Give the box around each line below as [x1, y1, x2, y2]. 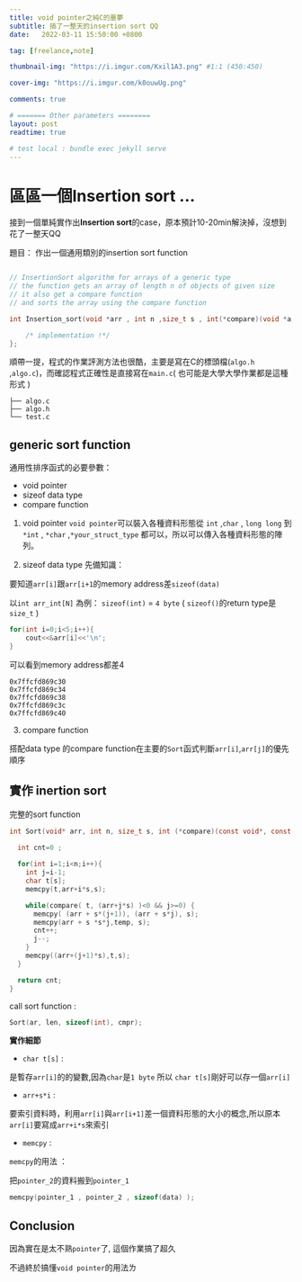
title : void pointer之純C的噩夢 [9, 13, 124, 22]
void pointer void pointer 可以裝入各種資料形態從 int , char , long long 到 [22, 518, 292, 529]
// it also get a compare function [9, 290, 143, 300]
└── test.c [9, 413, 50, 422]
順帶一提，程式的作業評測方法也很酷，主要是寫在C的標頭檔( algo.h [9, 356, 255, 367]
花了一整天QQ [9, 229, 61, 239]
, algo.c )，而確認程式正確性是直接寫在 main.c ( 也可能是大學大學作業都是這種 [9, 368, 289, 379]
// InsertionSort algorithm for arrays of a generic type [9, 273, 231, 282]
